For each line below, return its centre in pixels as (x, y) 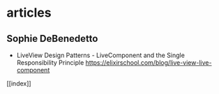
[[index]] (19, 84)
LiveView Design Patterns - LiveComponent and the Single (101, 55)
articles (29, 13)
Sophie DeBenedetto (52, 39)
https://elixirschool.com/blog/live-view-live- (149, 63)
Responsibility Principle (50, 63)
